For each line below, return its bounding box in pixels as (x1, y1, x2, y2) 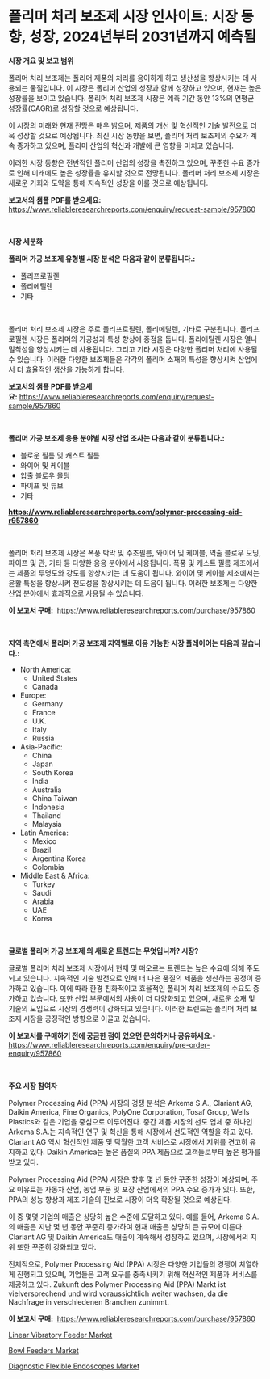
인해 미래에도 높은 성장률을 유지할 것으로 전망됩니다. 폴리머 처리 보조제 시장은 (16, 167, 260, 178)
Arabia (31, 896, 55, 906)
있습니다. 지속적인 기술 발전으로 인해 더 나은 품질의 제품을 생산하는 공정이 (23, 973, 254, 983)
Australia (31, 785, 62, 795)
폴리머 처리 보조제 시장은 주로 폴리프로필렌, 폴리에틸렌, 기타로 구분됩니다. (8, 324, 239, 334)
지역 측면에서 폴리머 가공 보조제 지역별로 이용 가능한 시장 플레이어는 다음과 (8, 638, 240, 647)
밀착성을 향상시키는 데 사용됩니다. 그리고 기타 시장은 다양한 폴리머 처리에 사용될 (8, 344, 258, 354)
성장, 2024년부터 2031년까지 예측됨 (28, 27, 256, 46)
